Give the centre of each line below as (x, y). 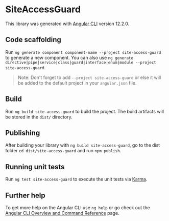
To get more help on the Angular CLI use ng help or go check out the (78, 208)
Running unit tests (35, 167)
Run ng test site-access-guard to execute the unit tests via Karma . (76, 179)
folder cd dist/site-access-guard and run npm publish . (63, 151)
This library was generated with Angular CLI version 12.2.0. (67, 24)
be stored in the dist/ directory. (39, 117)
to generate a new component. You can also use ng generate (69, 57)
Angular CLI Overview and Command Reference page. (62, 213)
